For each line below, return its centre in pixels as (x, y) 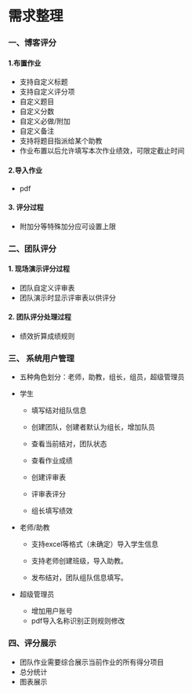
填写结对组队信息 (59, 411)
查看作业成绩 (52, 460)
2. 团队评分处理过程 (40, 317)
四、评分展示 (33, 644)
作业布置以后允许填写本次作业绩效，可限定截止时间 (102, 151)
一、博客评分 (33, 42)
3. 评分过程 (26, 207)
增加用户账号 (52, 611)
